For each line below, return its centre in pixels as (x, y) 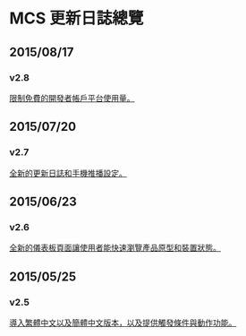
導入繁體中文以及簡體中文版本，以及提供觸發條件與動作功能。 (123, 323)
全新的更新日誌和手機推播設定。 (68, 173)
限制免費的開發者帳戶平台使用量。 (72, 98)
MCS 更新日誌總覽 (76, 18)
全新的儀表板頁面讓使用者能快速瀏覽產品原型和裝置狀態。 (115, 248)
